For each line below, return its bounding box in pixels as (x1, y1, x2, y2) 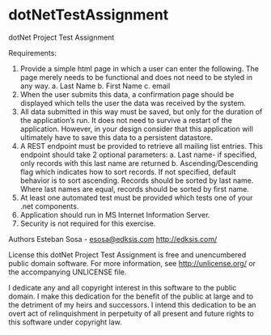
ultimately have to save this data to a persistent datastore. (19, 132, 213, 142)
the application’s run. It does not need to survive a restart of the (19, 115, 233, 125)
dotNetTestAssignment (8, 6, 169, 24)
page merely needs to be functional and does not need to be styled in (19, 72, 253, 82)
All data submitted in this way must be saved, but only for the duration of (19, 107, 263, 117)
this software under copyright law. (8, 317, 123, 327)
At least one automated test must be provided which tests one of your (19, 193, 253, 202)
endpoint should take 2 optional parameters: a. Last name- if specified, (19, 150, 257, 159)
